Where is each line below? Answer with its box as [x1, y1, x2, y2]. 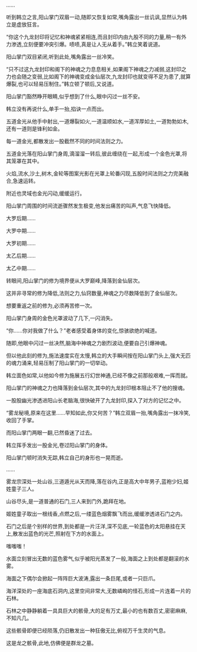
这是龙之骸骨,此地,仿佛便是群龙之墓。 [6, 640, 97, 646]
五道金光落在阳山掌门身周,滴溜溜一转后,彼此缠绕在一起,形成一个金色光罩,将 [6, 150, 188, 157]
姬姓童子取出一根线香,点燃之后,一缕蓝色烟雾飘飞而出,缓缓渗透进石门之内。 [6, 510, 186, 517]
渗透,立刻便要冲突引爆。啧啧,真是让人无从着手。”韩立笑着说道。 [11, 41, 163, 48]
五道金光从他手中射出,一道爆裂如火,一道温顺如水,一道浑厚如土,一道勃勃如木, [6, 118, 189, 125]
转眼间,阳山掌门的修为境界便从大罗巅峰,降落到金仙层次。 [6, 277, 143, 284]
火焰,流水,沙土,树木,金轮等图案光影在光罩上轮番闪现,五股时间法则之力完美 [6, 170, 184, 177]
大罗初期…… [6, 240, 36, 247]
